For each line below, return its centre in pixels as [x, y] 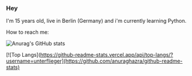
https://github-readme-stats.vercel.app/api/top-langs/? [107, 55]
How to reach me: [28, 32]
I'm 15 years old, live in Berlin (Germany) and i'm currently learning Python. [96, 21]
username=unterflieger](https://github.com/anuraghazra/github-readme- [95, 61]
